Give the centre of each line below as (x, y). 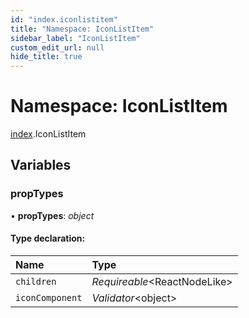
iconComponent (49, 297)
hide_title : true (46, 57)
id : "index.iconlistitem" (64, 19)
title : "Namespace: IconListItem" (82, 29)
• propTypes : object (52, 215)
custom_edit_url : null (57, 47)
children (36, 281)
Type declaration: (48, 238)
